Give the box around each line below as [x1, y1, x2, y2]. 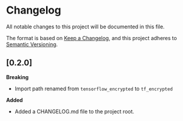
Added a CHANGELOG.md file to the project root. [14, 107, 135, 115]
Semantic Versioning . [6, 41, 58, 48]
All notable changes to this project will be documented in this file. [6, 23, 165, 30]
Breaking [6, 73, 29, 80]
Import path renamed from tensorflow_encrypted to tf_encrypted [14, 85, 173, 92]
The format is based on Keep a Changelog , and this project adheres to [6, 34, 177, 41]
